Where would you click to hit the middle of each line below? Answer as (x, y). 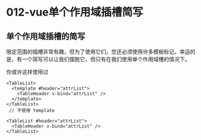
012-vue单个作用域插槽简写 (75, 12)
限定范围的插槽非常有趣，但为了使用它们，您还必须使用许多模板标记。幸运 (98, 52)
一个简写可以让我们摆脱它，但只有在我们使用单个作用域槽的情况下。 (106, 59)
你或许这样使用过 (27, 72)
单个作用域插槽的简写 (46, 36)
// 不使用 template (32, 111)
